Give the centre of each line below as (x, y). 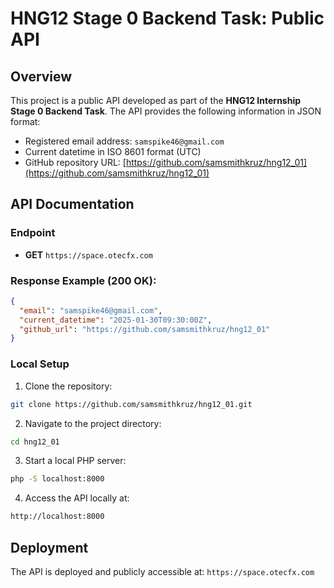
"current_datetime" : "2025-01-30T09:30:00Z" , (116, 320)
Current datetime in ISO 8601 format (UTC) (113, 151)
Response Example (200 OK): (83, 280)
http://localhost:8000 (57, 517)
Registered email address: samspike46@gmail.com (124, 141)
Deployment (49, 547)
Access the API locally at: (77, 498)
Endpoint (33, 233)
